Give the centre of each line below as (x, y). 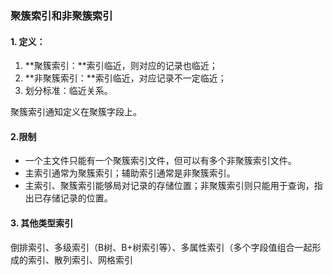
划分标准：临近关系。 (68, 91)
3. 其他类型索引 (42, 223)
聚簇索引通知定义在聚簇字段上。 (76, 112)
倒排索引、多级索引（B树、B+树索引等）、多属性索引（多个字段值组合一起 (161, 247)
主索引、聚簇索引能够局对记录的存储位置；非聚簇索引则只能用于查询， (169, 186)
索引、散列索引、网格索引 (80, 259)
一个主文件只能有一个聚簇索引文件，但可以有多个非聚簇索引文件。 (160, 161)
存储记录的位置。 (77, 198)
